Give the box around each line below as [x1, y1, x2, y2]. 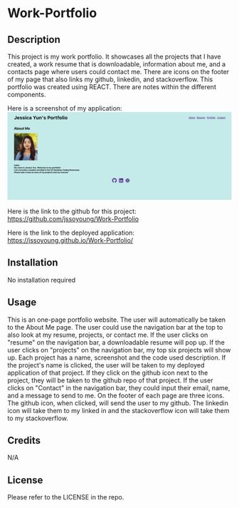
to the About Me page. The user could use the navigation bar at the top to [7, 322, 223, 331]
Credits [7, 434, 41, 447]
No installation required [7, 275, 76, 284]
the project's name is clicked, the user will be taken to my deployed [7, 360, 205, 369]
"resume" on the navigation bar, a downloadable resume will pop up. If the [7, 337, 225, 347]
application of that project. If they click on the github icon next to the [7, 368, 208, 377]
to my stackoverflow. [7, 414, 69, 422]
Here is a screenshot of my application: [7, 104, 122, 112]
